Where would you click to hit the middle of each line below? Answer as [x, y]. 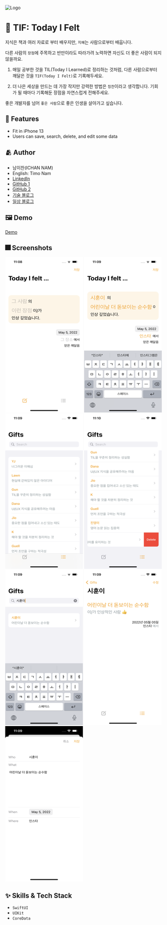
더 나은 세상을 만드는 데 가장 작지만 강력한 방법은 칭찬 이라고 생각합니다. [81, 86]
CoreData [21, 919]
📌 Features [22, 119]
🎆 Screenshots [29, 248]
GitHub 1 [21, 184]
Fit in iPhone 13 [28, 131]
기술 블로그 [23, 195]
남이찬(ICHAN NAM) [33, 168]
